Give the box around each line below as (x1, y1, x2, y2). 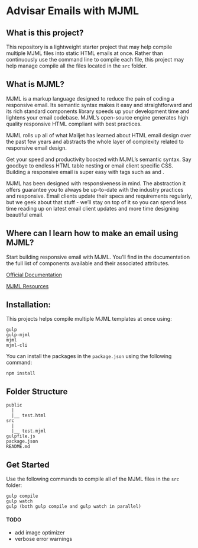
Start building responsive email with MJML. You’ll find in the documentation (6, 253, 190, 260)
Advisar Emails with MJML (6, 4, 139, 18)
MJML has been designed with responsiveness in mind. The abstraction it (6, 179, 186, 187)
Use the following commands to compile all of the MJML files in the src (6, 475, 180, 483)
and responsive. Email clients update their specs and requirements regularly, (6, 192, 193, 199)
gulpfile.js (6, 433, 35, 439)
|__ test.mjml (11, 428, 46, 434)
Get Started (6, 460, 50, 470)
